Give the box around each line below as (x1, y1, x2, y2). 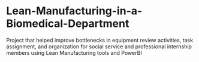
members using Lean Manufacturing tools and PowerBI (6, 49, 142, 56)
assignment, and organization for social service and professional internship (6, 43, 192, 50)
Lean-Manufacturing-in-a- (6, 4, 143, 18)
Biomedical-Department (6, 17, 129, 30)
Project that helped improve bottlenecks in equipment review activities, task (6, 36, 194, 44)
